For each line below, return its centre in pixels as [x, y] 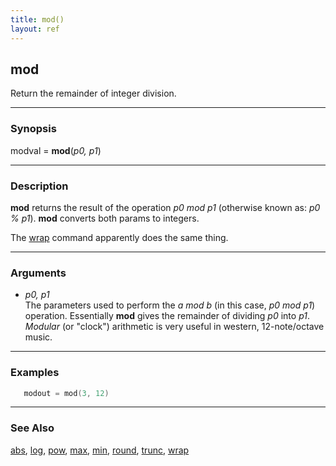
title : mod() [37, 19]
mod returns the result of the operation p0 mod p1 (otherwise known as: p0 [165, 207]
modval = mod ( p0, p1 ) [56, 150]
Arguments [38, 273]
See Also [32, 428]
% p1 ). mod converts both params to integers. [105, 218]
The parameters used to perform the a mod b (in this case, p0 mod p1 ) [170, 305]
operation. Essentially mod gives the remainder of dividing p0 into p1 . [167, 316]
